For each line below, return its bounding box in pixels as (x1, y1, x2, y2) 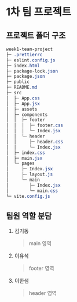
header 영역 (28, 290, 57, 297)
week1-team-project (6, 46, 53, 52)
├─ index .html (6, 63, 41, 68)
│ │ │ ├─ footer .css (6, 122, 64, 129)
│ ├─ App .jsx (6, 101, 41, 107)
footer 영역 (28, 265, 54, 272)
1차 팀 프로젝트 (6, 5, 71, 19)
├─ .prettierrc (6, 52, 43, 57)
